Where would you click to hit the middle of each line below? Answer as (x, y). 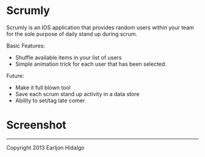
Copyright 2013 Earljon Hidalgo (45, 147)
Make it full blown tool (43, 87)
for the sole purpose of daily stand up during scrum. (72, 33)
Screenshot (36, 125)
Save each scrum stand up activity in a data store (77, 94)
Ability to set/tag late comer (50, 100)
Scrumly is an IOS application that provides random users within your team (100, 27)
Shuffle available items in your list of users (68, 57)
